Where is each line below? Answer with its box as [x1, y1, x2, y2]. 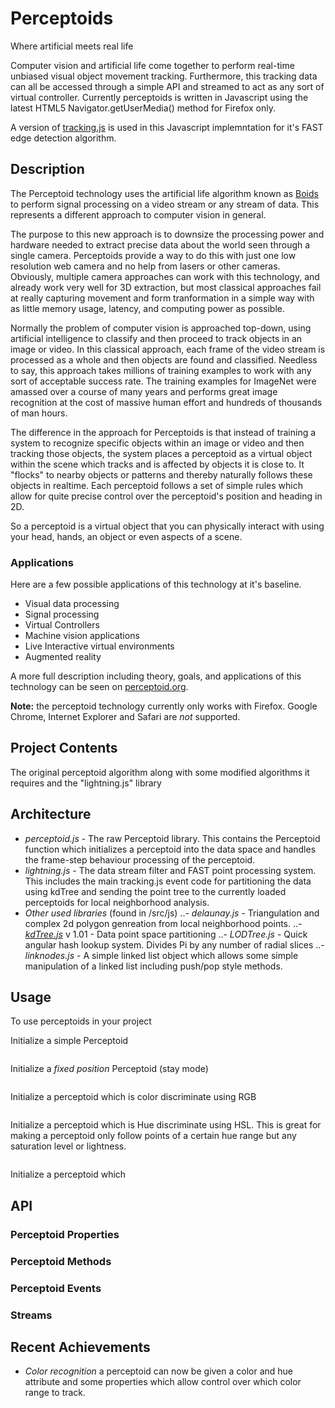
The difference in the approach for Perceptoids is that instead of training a [10, 426, 317, 438]
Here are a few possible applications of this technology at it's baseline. [10, 578, 302, 591]
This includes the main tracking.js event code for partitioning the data [24, 875, 312, 887]
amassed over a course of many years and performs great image [10, 385, 278, 397]
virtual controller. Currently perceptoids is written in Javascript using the [10, 91, 309, 103]
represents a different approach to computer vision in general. [10, 208, 267, 221]
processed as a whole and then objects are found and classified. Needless [10, 353, 318, 366]
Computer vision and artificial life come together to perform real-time [10, 59, 295, 71]
